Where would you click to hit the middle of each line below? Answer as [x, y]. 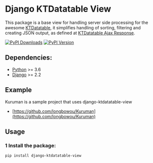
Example [18, 90]
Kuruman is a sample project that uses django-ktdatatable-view [68, 102]
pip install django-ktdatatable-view [43, 156]
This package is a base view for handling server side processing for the [76, 22]
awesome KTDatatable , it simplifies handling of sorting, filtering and [73, 27]
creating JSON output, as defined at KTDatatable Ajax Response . [70, 33]
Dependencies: [29, 58]
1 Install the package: [31, 145]
